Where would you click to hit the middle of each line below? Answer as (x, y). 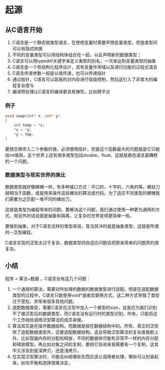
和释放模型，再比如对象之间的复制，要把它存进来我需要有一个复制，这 (83, 344)
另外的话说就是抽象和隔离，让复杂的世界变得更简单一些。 (76, 215)
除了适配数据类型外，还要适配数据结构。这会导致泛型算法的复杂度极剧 (83, 332)
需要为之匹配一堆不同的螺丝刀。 (41, 199)
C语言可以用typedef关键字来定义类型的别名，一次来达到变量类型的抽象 (84, 61)
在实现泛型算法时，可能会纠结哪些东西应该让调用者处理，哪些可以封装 (83, 356)
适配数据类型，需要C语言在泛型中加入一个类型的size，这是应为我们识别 (84, 307)
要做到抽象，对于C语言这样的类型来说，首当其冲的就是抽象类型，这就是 (78, 226)
